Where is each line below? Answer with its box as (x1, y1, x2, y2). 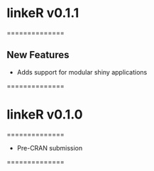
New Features (6, 49, 70, 61)
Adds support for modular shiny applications (16, 67, 148, 76)
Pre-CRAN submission (16, 143, 83, 152)
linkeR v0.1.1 (6, 5, 79, 21)
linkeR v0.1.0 (6, 106, 83, 122)
